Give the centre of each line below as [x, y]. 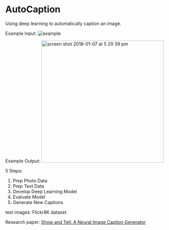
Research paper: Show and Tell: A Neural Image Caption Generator [76, 222]
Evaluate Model [29, 197]
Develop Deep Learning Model [45, 191]
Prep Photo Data [30, 181]
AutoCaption [33, 9]
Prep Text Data [28, 186]
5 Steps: [14, 171]
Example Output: [23, 161]
